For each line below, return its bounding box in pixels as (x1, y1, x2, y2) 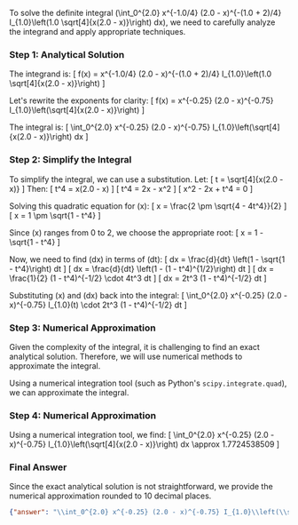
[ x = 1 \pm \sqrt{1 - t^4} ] (9, 210, 101, 220)
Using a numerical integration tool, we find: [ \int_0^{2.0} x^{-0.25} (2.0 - (9, 430, 275, 441)
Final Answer (9, 461, 67, 473)
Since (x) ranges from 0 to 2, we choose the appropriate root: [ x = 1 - (9, 227, 264, 238)
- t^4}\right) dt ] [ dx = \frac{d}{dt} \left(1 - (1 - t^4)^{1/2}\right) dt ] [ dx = (9, 263, 275, 274)
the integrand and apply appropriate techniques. (9, 27, 186, 36)
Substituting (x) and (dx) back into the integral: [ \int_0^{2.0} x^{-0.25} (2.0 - (9, 290, 288, 300)
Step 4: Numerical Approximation (9, 409, 157, 421)
